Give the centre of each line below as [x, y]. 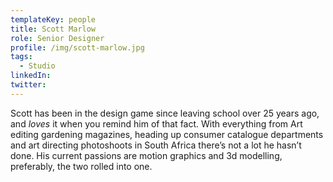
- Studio [37, 66]
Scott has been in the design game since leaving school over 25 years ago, [165, 113]
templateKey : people [53, 19]
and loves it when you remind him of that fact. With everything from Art [156, 123]
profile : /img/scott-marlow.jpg [77, 47]
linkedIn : [31, 76]
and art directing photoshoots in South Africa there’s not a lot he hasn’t [156, 145]
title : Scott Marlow [53, 29]
